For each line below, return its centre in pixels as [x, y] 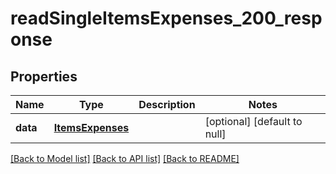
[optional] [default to [253, 121]
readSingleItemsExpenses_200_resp [166, 18]
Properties [44, 76]
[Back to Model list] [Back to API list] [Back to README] [125, 158]
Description [167, 104]
